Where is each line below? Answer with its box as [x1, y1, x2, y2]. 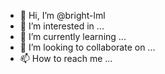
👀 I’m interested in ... [19, 20, 105, 32]
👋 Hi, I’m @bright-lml [19, 10, 106, 21]
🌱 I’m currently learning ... [19, 31, 127, 42]
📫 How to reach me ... [19, 53, 113, 64]
